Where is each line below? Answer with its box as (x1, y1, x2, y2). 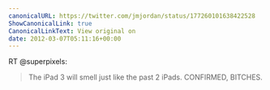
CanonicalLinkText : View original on (8, 27, 136, 35)
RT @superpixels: (8, 57, 67, 66)
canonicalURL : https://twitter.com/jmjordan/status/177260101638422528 (8, 11, 255, 20)
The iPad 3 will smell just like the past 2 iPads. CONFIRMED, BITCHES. (28, 72, 264, 82)
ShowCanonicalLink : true (8, 19, 92, 28)
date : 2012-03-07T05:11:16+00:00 (8, 34, 122, 43)
